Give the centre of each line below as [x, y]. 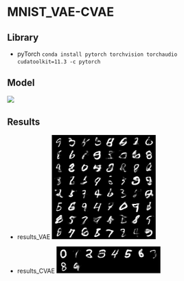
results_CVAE [36, 271]
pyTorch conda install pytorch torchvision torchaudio [97, 54]
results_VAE [34, 237]
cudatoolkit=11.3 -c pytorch [59, 62]
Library [23, 38]
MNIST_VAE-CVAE [61, 12]
